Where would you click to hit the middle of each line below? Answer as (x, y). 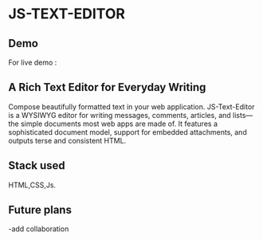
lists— (243, 115)
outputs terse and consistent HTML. (67, 140)
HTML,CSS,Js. (32, 185)
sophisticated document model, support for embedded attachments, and (128, 132)
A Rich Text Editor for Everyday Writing (107, 87)
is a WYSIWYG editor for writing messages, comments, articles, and (120, 115)
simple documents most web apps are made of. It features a (119, 124)
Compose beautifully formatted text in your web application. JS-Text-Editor (131, 106)
